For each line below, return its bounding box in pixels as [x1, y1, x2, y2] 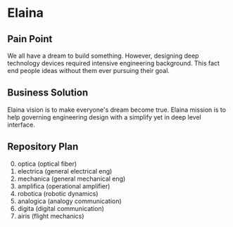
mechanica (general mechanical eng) [17, 174, 126, 183]
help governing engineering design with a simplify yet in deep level [7, 112, 202, 121]
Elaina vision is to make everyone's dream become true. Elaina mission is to [7, 105, 227, 114]
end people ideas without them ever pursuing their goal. [7, 67, 170, 74]
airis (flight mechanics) [17, 212, 84, 220]
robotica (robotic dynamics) [17, 189, 99, 197]
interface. [7, 120, 35, 129]
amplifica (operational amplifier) [17, 181, 111, 190]
